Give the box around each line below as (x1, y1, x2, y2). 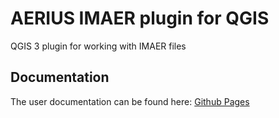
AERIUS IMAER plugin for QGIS (10, 7, 270, 30)
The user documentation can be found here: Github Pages (10, 95, 250, 107)
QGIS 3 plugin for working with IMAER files (10, 40, 187, 52)
